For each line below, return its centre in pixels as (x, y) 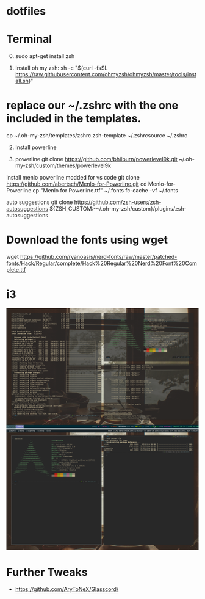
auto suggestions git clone (40, 202)
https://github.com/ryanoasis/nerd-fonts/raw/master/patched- (99, 257)
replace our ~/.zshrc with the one (92, 106)
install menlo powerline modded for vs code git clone (73, 178)
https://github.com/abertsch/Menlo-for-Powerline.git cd (77, 184)
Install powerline (36, 147)
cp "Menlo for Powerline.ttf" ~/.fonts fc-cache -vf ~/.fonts (106, 191)
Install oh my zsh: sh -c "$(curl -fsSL (61, 68)
